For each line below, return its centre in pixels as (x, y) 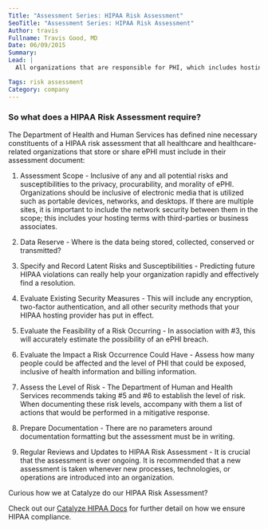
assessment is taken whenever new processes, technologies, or (125, 468)
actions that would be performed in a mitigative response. (114, 413)
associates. (39, 226)
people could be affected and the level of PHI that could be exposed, (133, 363)
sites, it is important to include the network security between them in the (139, 209)
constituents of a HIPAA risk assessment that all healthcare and (112, 143)
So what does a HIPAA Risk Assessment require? (105, 117)
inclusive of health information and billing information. (108, 371)
